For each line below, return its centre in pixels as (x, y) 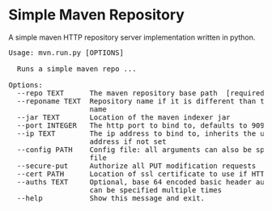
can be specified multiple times (156, 190)
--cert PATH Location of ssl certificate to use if (132, 174)
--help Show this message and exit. (110, 198)
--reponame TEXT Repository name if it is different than (136, 101)
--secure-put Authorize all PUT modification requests (136, 166)
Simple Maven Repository (96, 15)
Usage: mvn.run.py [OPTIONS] (66, 53)
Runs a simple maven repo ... (76, 69)
